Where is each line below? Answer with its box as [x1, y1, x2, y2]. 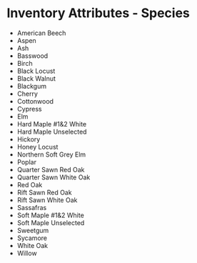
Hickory [16, 134, 41, 144]
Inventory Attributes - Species [6, 5, 191, 21]
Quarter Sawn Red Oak [16, 165, 85, 174]
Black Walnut [16, 74, 56, 83]
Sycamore [16, 234, 48, 242]
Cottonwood [16, 96, 54, 105]
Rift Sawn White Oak [16, 195, 78, 204]
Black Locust [16, 66, 56, 75]
